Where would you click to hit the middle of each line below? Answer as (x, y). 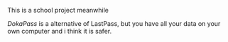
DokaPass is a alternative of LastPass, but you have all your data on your (114, 23)
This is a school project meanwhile (58, 10)
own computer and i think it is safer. (60, 31)
